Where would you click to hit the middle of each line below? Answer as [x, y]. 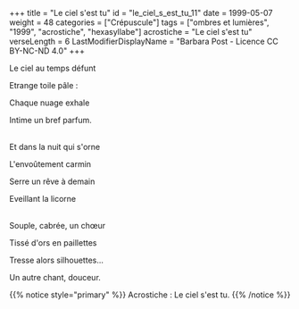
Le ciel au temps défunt [53, 68]
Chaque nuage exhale [50, 103]
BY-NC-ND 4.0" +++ [47, 51]
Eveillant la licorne [43, 199]
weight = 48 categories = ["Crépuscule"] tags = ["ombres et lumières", [139, 22]
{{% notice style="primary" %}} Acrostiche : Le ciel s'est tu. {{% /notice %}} [150, 295]
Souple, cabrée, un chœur [57, 225]
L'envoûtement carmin [50, 164]
